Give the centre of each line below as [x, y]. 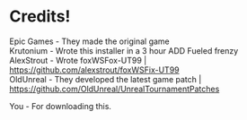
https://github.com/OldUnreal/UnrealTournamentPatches [115, 89]
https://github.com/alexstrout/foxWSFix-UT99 [94, 70]
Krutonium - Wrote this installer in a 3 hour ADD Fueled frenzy [124, 50]
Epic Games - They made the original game [90, 41]
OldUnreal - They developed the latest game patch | [106, 79]
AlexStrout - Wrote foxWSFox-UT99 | [78, 60]
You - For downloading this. [61, 106]
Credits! [40, 17]
